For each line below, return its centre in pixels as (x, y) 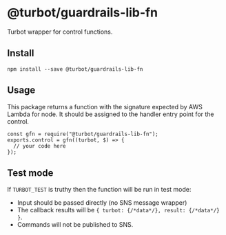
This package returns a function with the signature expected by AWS (105, 107)
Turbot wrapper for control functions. (60, 32)
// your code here (40, 146)
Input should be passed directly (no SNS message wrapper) (102, 203)
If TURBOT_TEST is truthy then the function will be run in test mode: (99, 190)
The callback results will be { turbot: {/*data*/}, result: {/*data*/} (119, 210)
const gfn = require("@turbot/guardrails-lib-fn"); (83, 134)
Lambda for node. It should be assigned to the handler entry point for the (111, 114)
